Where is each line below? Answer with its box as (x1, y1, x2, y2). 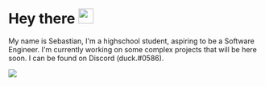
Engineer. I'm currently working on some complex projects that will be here (8, 44, 258, 54)
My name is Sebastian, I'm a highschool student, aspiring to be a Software (8, 36, 255, 46)
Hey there (8, 10, 76, 28)
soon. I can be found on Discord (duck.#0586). (8, 53, 164, 63)
